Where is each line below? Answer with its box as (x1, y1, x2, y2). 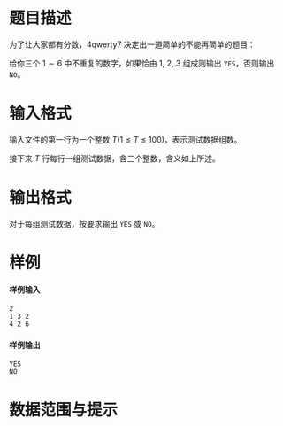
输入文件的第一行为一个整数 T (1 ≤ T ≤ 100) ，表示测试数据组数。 (9, 134, 242, 144)
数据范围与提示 (9, 399, 119, 420)
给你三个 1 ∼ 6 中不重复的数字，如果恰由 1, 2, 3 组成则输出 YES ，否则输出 (9, 58, 275, 68)
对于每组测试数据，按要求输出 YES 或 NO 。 (9, 218, 160, 228)
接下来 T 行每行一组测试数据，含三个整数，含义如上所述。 (9, 152, 220, 164)
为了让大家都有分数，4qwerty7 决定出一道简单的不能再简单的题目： (9, 39, 256, 50)
